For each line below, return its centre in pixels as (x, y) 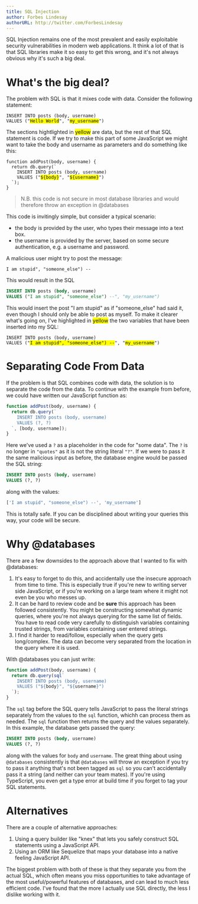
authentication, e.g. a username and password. (72, 247)
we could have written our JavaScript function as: (66, 395)
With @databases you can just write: (51, 659)
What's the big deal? (58, 82)
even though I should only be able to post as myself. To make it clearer (92, 314)
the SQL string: (25, 464)
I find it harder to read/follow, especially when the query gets (89, 635)
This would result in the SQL (40, 280)
